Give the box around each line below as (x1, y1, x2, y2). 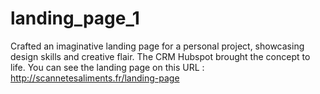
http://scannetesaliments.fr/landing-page (10, 72, 180, 84)
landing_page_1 (10, 7, 140, 30)
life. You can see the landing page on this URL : (10, 61, 205, 73)
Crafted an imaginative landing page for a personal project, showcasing (10, 40, 305, 52)
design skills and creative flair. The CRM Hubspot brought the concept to (10, 50, 311, 62)
